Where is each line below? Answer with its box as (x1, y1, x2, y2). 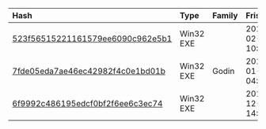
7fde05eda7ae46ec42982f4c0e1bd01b (12, 66, 166, 76)
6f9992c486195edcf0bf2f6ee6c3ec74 (12, 98, 163, 109)
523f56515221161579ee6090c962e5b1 (12, 33, 173, 44)
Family (212, 10, 238, 20)
